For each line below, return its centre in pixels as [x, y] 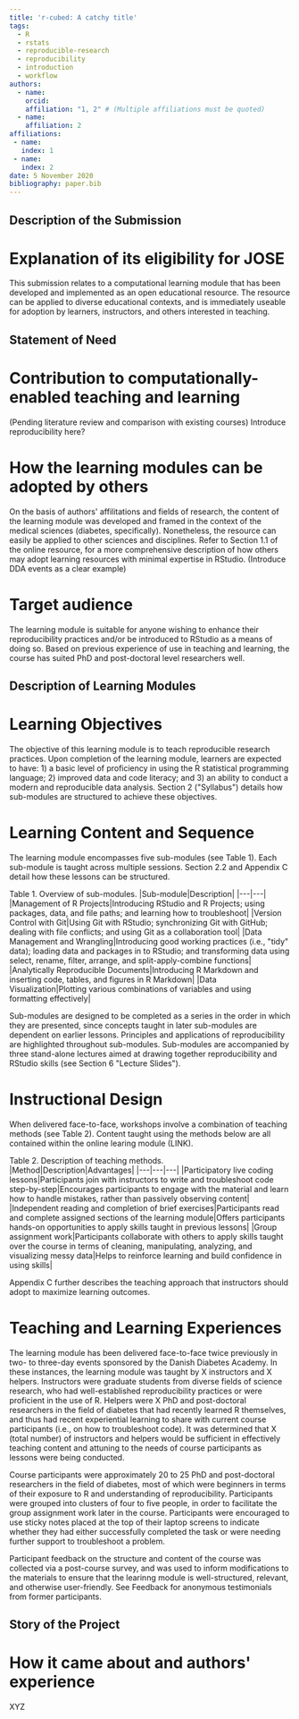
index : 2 [37, 167]
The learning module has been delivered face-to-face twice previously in [144, 1352]
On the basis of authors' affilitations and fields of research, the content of [144, 512]
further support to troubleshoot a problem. [87, 1541]
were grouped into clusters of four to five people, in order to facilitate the [143, 1503]
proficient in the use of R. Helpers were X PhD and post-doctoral [128, 1400]
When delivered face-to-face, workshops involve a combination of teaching [149, 1124]
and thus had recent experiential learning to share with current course [138, 1419]
